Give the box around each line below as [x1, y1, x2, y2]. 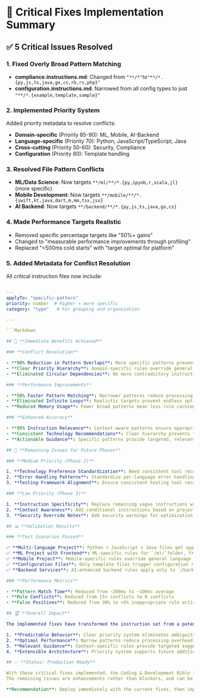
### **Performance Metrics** [6, 577, 79, 584]
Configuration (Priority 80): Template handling [14, 150, 130, 158]
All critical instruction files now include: [6, 273, 102, 280]
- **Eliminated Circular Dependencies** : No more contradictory [6, 371, 169, 377]
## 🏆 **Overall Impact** [6, 610, 70, 617]
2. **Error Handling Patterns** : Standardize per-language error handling [6, 474, 196, 480]
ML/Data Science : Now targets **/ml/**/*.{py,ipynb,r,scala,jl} [14, 179, 179, 186]
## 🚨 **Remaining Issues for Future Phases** [6, 447, 121, 453]
